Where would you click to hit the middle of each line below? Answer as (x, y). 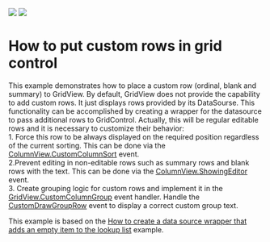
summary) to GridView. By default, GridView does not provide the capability (134, 94)
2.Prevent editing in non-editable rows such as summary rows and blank (129, 162)
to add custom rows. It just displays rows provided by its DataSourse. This (132, 102)
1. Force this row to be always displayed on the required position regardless (134, 136)
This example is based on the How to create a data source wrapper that (128, 221)
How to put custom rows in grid (115, 46)
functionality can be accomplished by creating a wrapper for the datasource (135, 111)
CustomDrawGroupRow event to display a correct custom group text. (123, 205)
